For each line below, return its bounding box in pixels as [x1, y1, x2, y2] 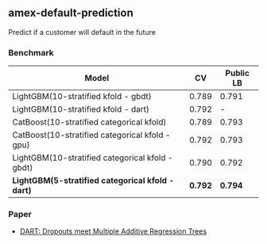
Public [225, 67, 250, 78]
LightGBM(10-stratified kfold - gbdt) [12, 91, 153, 102]
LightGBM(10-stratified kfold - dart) [12, 104, 149, 115]
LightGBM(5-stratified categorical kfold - [12, 175, 175, 186]
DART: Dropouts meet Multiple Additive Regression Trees [19, 227, 207, 236]
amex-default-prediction [8, 6, 133, 20]
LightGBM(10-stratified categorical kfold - [12, 152, 173, 163]
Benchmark [8, 47, 54, 58]
